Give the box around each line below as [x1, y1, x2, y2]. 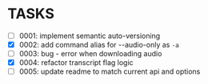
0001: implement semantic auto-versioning [18, 31, 161, 40]
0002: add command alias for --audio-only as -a [18, 40, 179, 49]
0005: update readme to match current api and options [18, 67, 201, 76]
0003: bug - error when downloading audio [18, 49, 162, 59]
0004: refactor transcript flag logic [18, 58, 134, 67]
